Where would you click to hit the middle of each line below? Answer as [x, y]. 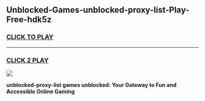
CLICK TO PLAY [30, 37]
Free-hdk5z [29, 20]
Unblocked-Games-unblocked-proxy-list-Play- [98, 10]
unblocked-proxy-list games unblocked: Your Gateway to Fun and [92, 84]
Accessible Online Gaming [41, 91]
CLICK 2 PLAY [27, 60]
